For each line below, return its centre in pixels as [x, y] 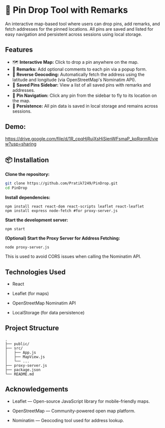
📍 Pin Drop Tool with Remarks [66, 10]
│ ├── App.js [21, 352]
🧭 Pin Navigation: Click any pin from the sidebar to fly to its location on [84, 95]
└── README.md [20, 374]
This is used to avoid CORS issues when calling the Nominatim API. [73, 257]
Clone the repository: [27, 174]
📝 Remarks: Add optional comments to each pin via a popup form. [79, 69]
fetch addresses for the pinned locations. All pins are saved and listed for [79, 29]
